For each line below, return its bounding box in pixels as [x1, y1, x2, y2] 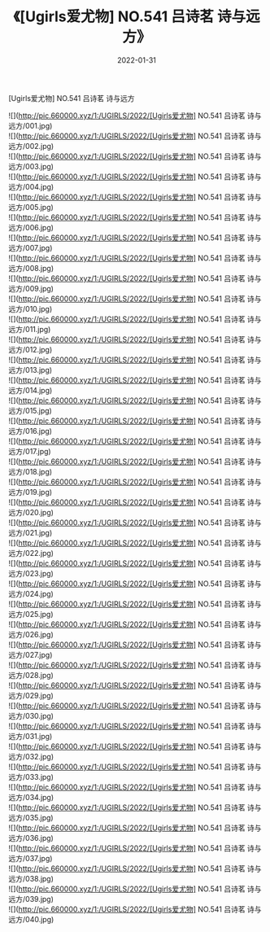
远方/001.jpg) [8, 120, 53, 130]
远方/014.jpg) [8, 385, 53, 395]
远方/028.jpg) [8, 670, 54, 680]
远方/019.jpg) [8, 487, 53, 497]
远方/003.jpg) [8, 161, 54, 171]
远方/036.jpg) [8, 833, 54, 842]
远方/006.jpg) [8, 222, 54, 232]
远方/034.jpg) [8, 792, 54, 802]
